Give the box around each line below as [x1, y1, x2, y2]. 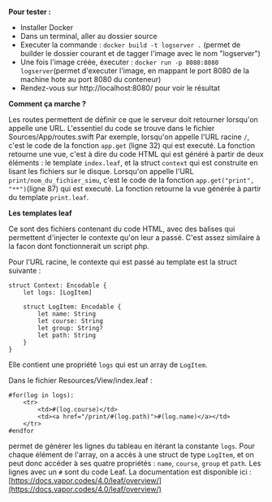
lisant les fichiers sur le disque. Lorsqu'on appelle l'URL [8, 167, 194, 176]
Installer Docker [19, 23, 74, 32]
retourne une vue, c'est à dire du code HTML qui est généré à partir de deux [8, 150, 264, 159]
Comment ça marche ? [8, 99, 87, 108]
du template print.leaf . [8, 193, 89, 202]
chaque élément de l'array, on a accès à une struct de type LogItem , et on [8, 450, 254, 459]
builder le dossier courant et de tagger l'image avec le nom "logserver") [19, 49, 261, 58]
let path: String [37, 331, 96, 339]
